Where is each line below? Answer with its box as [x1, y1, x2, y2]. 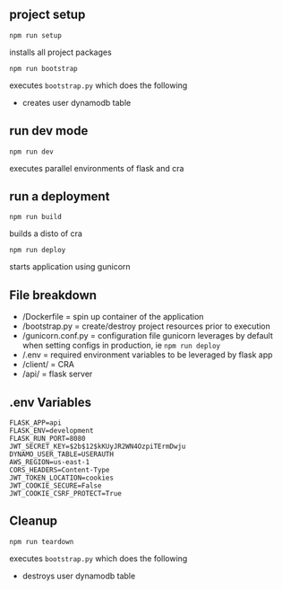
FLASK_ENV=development [9, 427, 94, 436]
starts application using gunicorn [9, 261, 132, 272]
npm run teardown [9, 537, 74, 546]
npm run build [9, 213, 63, 222]
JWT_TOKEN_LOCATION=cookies [9, 473, 115, 483]
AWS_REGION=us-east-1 [9, 458, 90, 467]
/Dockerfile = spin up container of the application [21, 312, 204, 322]
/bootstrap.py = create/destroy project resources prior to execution [21, 321, 271, 331]
